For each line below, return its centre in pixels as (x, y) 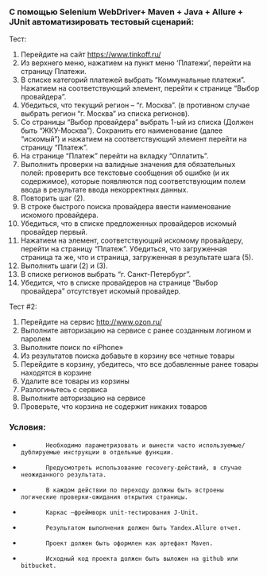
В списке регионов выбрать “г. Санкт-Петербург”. (106, 274)
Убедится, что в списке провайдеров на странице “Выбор (119, 283)
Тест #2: (23, 307)
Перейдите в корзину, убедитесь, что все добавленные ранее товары (139, 364)
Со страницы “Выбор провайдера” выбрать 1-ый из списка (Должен (137, 123)
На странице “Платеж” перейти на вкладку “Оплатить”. (114, 156)
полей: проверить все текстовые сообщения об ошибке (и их (125, 173)
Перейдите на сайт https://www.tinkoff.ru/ (91, 55)
